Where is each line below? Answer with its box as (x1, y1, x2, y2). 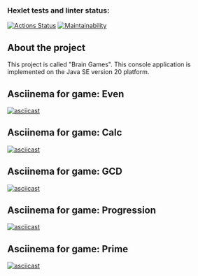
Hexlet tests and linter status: (7, 6, 110, 15)
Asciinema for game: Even (7, 88, 125, 100)
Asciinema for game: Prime (7, 243, 128, 255)
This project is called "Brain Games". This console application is (7, 60, 191, 68)
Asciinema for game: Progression (7, 204, 156, 216)
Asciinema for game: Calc (7, 126, 122, 138)
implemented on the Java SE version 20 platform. (7, 68, 150, 76)
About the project (7, 41, 86, 54)
